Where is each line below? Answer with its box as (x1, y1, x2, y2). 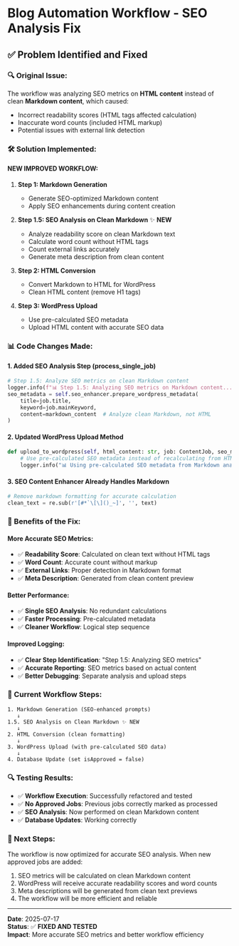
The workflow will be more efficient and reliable (17, 894, 158, 903)
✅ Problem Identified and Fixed (7, 49, 148, 61)
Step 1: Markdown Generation (17, 180, 108, 188)
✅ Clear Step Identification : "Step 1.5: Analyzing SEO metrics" (17, 655, 202, 664)
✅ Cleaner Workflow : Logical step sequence (17, 623, 150, 631)
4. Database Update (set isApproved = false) (7, 756, 144, 763)
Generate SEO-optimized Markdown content (28, 194, 159, 203)
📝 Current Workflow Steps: (7, 690, 102, 700)
